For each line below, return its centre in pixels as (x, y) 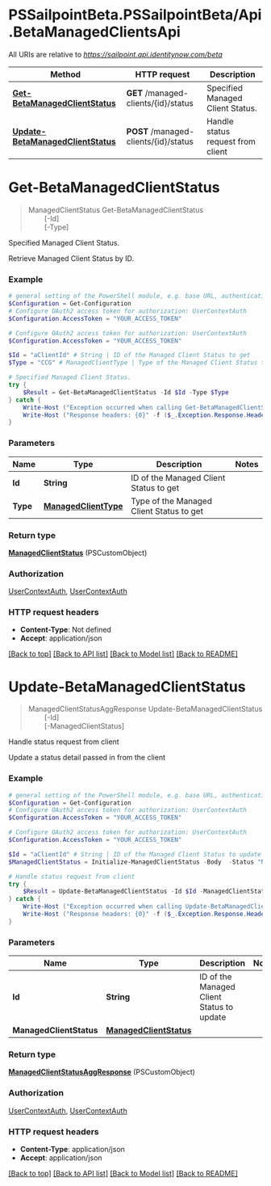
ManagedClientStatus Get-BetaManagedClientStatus (116, 210)
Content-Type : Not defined (65, 630)
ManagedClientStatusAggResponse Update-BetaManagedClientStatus (145, 709)
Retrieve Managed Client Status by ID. (71, 258)
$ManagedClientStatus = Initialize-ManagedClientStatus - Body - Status (131, 862)
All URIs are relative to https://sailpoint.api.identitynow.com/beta (116, 54)
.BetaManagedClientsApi (95, 32)
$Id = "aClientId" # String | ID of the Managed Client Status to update (135, 854)
